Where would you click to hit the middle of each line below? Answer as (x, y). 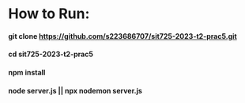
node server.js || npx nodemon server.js (75, 90)
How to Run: (49, 14)
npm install (27, 72)
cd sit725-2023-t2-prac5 (51, 54)
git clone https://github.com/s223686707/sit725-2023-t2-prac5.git (122, 36)
